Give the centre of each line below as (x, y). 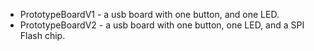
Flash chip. (42, 35)
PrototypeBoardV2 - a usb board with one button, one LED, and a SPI (162, 25)
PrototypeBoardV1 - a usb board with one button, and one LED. (149, 14)
